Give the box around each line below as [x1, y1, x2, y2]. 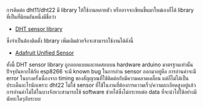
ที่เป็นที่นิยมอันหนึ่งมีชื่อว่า [6, 13, 56, 20]
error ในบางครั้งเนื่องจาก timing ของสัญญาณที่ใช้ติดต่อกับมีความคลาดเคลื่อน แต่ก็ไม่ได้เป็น [6, 75, 189, 82]
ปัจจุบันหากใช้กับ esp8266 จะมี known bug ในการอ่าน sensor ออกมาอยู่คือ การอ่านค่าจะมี [6, 68, 196, 75]
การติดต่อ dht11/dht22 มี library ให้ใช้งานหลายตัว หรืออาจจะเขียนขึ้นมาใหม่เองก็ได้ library [6, 7, 194, 13]
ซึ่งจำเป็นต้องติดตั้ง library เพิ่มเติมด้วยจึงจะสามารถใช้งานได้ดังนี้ [6, 37, 134, 44]
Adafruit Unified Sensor [15, 49, 75, 56]
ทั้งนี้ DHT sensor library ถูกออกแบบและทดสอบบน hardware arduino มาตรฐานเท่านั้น [6, 61, 193, 68]
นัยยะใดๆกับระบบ [6, 95, 41, 102]
